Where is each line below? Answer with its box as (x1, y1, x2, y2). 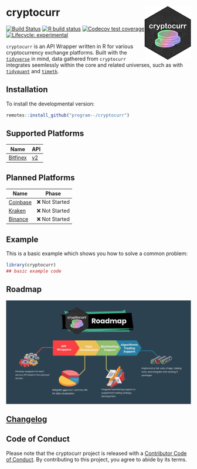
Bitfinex (8, 154, 28, 161)
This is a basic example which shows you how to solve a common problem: (6, 250, 188, 257)
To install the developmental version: (6, 100, 95, 107)
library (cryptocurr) (6, 262, 57, 268)
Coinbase (8, 198, 32, 206)
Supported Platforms (6, 129, 84, 139)
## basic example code (6, 268, 62, 274)
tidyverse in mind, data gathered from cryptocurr (6, 55, 126, 62)
